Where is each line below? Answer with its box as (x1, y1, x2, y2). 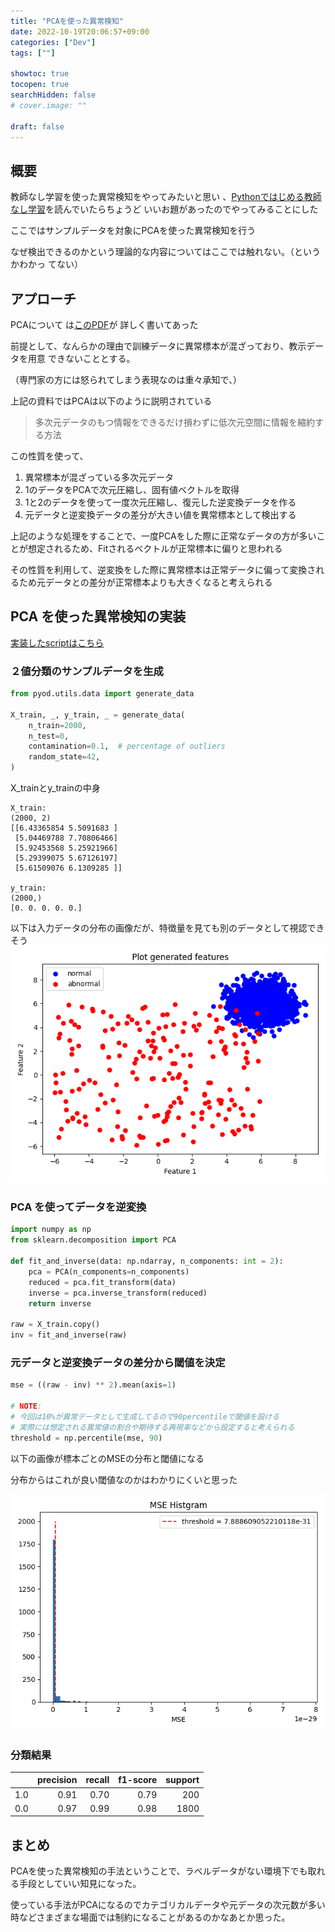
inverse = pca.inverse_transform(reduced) (28, 1288, 208, 1298)
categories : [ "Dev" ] (10, 37, 97, 47)
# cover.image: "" (10, 100, 87, 110)
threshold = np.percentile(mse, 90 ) (10, 1433, 163, 1443)
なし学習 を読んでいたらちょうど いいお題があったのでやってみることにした (10, 203, 319, 215)
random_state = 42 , (28, 752, 101, 762)
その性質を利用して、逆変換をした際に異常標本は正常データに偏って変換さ (10, 564, 317, 575)
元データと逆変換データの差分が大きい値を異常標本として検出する (24, 509, 297, 520)
